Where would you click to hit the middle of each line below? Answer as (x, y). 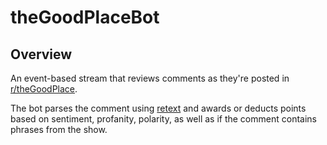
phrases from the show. (59, 129)
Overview (41, 54)
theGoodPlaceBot (85, 17)
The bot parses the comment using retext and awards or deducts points (158, 108)
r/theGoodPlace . (44, 89)
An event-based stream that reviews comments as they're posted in (150, 78)
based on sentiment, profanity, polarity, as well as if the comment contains (163, 119)
